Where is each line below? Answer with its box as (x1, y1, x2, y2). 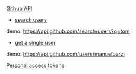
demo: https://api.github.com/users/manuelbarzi (6, 51, 125, 58)
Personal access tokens (6, 62, 65, 69)
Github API (6, 5, 33, 12)
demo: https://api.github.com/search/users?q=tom (6, 28, 130, 35)
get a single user (14, 39, 56, 46)
